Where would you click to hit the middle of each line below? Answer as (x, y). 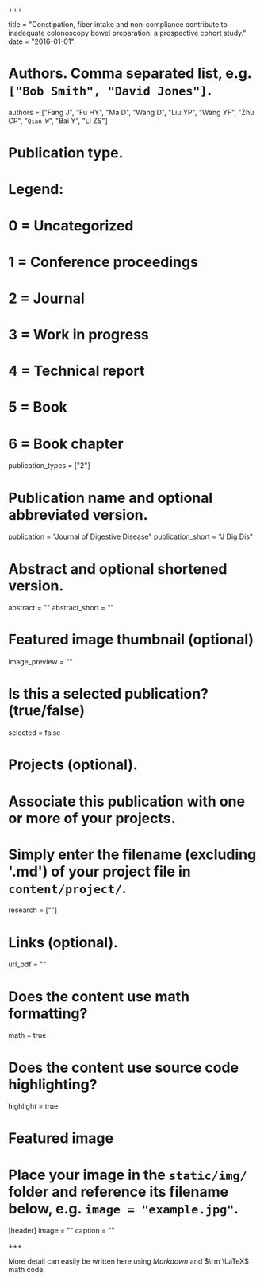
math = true (27, 1035)
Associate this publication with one (127, 801)
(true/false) (47, 711)
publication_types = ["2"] (49, 466)
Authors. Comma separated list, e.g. (130, 74)
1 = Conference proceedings (103, 262)
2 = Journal (46, 298)
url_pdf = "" (27, 964)
